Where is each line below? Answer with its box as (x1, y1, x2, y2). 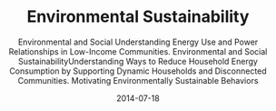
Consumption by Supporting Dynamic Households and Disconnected (9, 66, 267, 76)
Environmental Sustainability (26, 6, 250, 27)
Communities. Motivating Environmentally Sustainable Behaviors (17, 75, 259, 86)
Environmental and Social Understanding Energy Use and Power (17, 36, 259, 47)
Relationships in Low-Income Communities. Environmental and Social (8, 45, 268, 56)
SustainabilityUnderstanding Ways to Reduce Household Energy (18, 55, 258, 66)
